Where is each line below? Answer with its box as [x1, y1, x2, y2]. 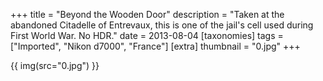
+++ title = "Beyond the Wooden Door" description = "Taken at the [10, 9, 285, 20]
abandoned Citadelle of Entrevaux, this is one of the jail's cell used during [10, 19, 314, 31]
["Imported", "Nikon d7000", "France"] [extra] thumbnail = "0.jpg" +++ [10, 40, 301, 52]
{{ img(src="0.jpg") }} [10, 60, 100, 71]
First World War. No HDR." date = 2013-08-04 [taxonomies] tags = [10, 30, 284, 41]
